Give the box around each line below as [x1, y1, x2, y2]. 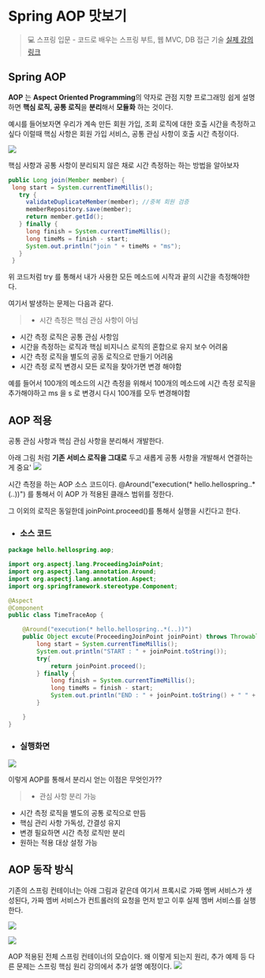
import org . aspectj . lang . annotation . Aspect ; [8, 575, 157, 583]
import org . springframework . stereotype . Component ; [8, 582, 178, 590]
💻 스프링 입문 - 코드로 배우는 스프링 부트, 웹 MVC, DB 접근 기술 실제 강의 [27, 35, 254, 44]
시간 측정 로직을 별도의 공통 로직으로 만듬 [19, 808, 147, 818]
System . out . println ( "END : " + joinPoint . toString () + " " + [50, 692, 256, 700]
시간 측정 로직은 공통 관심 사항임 [19, 332, 119, 342]
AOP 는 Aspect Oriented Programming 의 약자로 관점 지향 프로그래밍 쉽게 [8, 92, 241, 102]
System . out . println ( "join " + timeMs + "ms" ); [25, 242, 181, 250]
